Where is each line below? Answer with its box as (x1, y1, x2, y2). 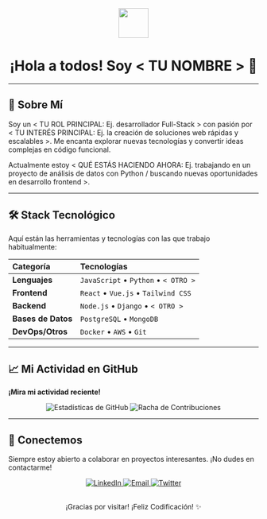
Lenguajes (12, 274, 53, 285)
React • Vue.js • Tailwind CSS (79, 287, 192, 298)
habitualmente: (8, 242, 57, 251)
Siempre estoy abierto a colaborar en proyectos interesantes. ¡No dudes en (8, 455, 254, 464)
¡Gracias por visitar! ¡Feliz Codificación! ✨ (65, 502, 202, 512)
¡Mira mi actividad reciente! (8, 387, 101, 397)
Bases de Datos (12, 313, 73, 324)
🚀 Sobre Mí (8, 99, 64, 112)
